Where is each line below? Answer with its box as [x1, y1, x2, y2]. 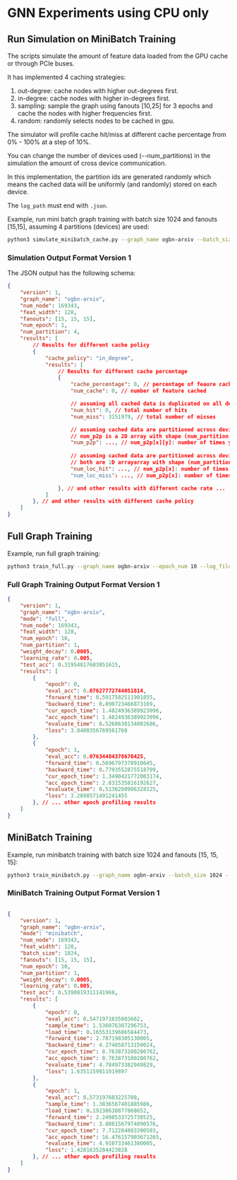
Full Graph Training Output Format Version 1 [7, 579, 160, 589]
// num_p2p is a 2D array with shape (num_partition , [70, 433, 232, 440]
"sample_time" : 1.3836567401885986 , [44, 1101, 153, 1108]
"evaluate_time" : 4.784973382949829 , [44, 1061, 157, 1068]
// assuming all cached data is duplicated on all [70, 400, 222, 407]
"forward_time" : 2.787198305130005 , [44, 1035, 153, 1042]
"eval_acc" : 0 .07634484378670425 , [44, 753, 147, 760]
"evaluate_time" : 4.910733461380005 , [44, 1140, 157, 1148]
